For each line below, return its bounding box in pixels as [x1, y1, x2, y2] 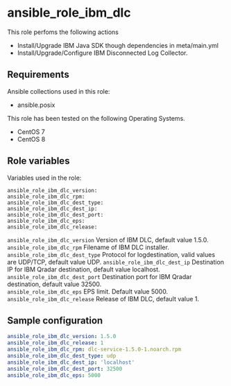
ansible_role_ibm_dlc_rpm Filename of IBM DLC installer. [7, 243, 170, 251]
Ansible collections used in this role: [7, 87, 110, 95]
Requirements [7, 69, 69, 81]
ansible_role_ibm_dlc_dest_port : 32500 [7, 365, 123, 372]
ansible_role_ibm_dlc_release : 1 [7, 339, 104, 346]
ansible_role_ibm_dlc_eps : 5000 [7, 371, 101, 379]
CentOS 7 [17, 127, 45, 136]
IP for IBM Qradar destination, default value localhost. [7, 265, 161, 274]
